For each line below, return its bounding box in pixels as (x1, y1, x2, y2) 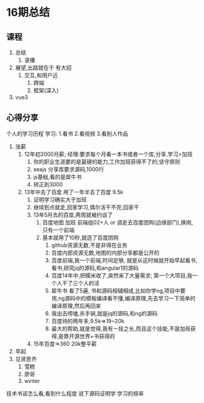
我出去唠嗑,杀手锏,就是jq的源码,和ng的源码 (51, 310, 158, 317)
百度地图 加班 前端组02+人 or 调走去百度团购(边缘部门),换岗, (42, 218, 193, 226)
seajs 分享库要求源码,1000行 (33, 165, 104, 173)
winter (24, 377, 41, 384)
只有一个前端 (42, 226, 75, 234)
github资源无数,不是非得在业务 (51, 241, 127, 249)
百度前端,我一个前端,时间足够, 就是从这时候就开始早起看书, (51, 256, 198, 264)
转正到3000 (33, 180, 63, 188)
